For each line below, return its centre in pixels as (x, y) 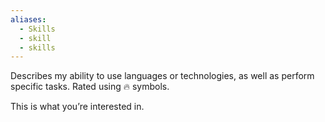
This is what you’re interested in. (77, 107)
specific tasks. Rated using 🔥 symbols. (90, 87)
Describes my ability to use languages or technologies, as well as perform (162, 76)
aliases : (28, 19)
